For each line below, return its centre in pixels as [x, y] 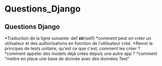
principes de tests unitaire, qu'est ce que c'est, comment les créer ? [72, 48]
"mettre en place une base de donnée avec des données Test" [67, 59]
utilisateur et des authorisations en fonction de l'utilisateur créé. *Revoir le [79, 43]
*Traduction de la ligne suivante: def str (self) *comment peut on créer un [78, 38]
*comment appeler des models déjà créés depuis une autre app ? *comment [81, 53]
